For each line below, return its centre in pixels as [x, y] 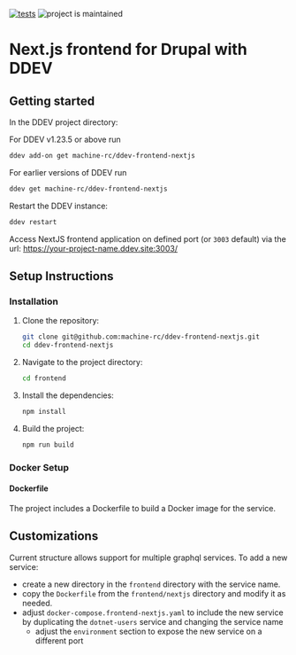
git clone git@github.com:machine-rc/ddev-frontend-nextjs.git [141, 337]
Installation [34, 301]
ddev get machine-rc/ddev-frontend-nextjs [88, 189]
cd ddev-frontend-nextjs [68, 346]
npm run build [48, 444]
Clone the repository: [61, 321]
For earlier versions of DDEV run [68, 172]
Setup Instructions [61, 276]
